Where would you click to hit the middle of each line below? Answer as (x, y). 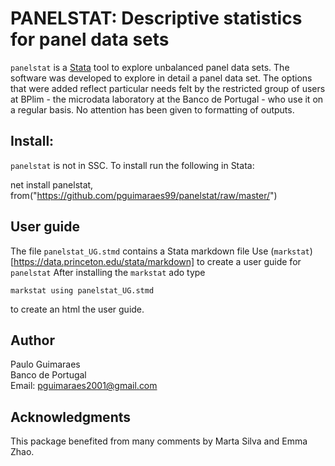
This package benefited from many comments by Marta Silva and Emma (159, 441)
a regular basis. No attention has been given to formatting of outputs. (152, 109)
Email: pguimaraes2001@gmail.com (84, 386)
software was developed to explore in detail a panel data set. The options (161, 78)
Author (32, 340)
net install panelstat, (52, 184)
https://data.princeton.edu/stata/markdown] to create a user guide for (157, 261)
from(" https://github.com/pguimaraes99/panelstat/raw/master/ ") (144, 195)
